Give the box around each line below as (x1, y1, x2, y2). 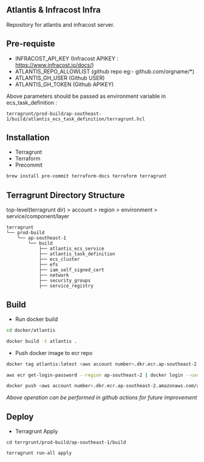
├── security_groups (38, 278, 91, 284)
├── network (38, 272, 69, 278)
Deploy (6, 412, 34, 422)
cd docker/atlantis (6, 327, 56, 333)
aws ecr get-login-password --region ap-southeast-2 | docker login (6, 372, 183, 378)
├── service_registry (38, 283, 94, 289)
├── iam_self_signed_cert (38, 267, 104, 273)
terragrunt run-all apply (6, 450, 72, 457)
